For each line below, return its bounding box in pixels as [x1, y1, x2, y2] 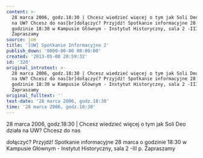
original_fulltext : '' [6, 93, 63, 99]
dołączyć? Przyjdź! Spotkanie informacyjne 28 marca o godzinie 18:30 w [6, 138, 187, 145]
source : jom [6, 37, 36, 43]
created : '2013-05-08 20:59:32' [6, 53, 88, 59]
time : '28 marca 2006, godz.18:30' [6, 103, 96, 110]
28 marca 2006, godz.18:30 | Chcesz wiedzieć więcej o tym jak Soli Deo [6, 120, 186, 127]
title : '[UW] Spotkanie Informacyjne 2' [6, 43, 110, 49]
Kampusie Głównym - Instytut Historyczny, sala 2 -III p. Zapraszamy [6, 145, 176, 152]
